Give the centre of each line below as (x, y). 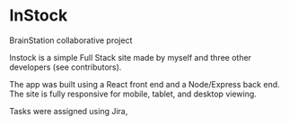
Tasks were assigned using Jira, (69, 111)
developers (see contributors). (66, 67)
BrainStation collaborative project (71, 40)
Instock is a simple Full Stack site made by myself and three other (131, 57)
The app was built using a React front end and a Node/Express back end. (144, 84)
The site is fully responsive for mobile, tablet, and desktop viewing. (133, 94)
